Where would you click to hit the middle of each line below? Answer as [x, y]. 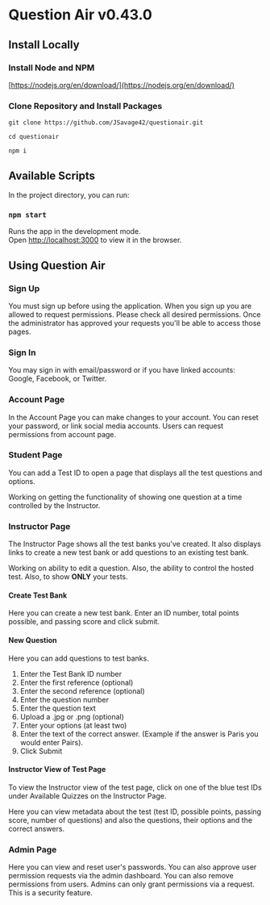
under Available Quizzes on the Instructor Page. [87, 795]
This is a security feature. [50, 893]
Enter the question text [58, 708]
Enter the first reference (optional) [77, 682]
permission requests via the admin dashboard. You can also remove [121, 876]
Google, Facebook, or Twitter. [58, 379]
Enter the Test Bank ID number [71, 674]
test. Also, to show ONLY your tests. [69, 577]
